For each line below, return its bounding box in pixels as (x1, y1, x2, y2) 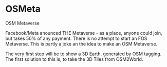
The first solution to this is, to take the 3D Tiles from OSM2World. (5, 56, 143, 62)
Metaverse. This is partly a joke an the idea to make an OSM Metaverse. (5, 40, 158, 47)
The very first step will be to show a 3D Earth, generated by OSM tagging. (5, 51, 162, 57)
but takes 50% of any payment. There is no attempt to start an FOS (5, 35, 147, 41)
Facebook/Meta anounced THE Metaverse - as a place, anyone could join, (5, 30, 163, 36)
